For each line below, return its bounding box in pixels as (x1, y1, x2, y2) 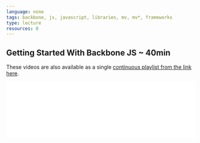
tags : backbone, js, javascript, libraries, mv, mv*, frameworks (6, 14, 172, 20)
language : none (6, 8, 44, 15)
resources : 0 (6, 25, 39, 32)
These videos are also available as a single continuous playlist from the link (6, 63, 192, 71)
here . (6, 70, 19, 77)
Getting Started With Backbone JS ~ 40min (6, 47, 171, 57)
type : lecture (6, 20, 42, 26)
